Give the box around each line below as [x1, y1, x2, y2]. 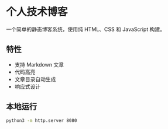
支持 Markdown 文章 [14, 61, 64, 68]
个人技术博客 [6, 5, 68, 19]
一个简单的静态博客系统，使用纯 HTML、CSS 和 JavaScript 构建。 [6, 26, 166, 33]
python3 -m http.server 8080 [6, 117, 77, 123]
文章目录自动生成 [14, 75, 56, 82]
